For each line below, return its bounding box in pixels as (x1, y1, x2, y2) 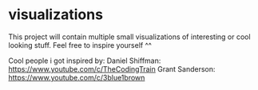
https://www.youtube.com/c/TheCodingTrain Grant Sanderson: (8, 64, 216, 73)
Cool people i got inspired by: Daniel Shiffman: (8, 56, 161, 65)
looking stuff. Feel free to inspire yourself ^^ (8, 40, 152, 49)
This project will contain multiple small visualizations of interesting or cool (8, 32, 251, 41)
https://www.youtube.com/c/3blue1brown (8, 72, 145, 82)
